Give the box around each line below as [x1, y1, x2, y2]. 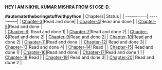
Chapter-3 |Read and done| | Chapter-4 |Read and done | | [21, 19, 137, 24]
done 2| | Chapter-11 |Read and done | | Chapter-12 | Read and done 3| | [5, 39, 147, 45]
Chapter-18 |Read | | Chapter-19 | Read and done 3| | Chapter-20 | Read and [5, 55, 154, 60]
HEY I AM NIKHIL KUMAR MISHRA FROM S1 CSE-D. [5, 4, 110, 10]
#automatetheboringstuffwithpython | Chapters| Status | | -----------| [5, 14, 148, 19]
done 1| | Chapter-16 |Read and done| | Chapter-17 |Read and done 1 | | [5, 49, 144, 55]
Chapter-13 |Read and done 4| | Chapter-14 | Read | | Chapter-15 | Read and [5, 44, 154, 50]
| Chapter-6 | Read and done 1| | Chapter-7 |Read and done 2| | [5, 29, 129, 34]
